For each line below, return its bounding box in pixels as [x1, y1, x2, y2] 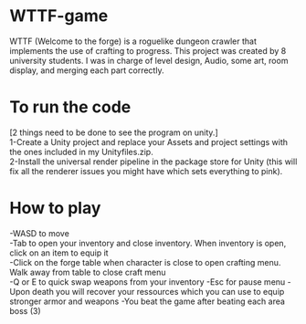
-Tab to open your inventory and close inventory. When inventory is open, [9, 237, 287, 248]
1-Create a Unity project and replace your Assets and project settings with [9, 136, 289, 147]
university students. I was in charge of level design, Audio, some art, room [9, 55, 289, 66]
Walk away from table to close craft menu [9, 267, 166, 277]
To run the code [9, 97, 132, 118]
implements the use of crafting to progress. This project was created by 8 [9, 45, 287, 56]
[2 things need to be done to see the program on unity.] [9, 127, 219, 138]
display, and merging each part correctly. [9, 65, 164, 76]
